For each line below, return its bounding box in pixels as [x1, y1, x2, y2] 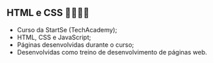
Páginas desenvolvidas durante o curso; [16, 40, 134, 49]
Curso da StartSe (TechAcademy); [16, 25, 117, 34]
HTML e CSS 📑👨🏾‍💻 [6, 7, 90, 19]
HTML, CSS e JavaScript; [16, 33, 91, 41]
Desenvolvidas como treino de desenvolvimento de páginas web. [16, 48, 207, 56]
